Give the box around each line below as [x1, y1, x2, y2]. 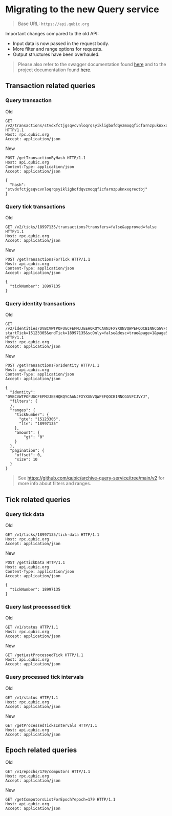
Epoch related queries [5, 745, 77, 754]
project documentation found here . [17, 67, 92, 73]
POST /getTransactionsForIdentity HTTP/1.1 [5, 363, 100, 368]
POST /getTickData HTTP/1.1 [5, 560, 66, 565]
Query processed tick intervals [5, 674, 84, 681]
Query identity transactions [5, 300, 76, 307]
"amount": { [14, 430, 40, 435]
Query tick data [5, 511, 45, 518]
